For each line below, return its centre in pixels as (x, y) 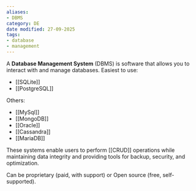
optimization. (23, 163)
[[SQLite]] (28, 82)
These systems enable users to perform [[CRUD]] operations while (91, 150)
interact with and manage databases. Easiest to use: (72, 70)
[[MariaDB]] (30, 138)
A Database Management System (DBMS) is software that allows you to (98, 63)
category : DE (23, 23)
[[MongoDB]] (32, 118)
